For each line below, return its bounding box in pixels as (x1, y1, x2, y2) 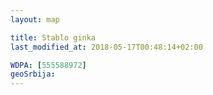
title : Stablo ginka (10, 32, 97, 43)
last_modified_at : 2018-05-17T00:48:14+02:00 (10, 42, 203, 52)
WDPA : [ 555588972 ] (10, 60, 87, 70)
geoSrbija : (10, 69, 56, 80)
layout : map (10, 14, 60, 25)
